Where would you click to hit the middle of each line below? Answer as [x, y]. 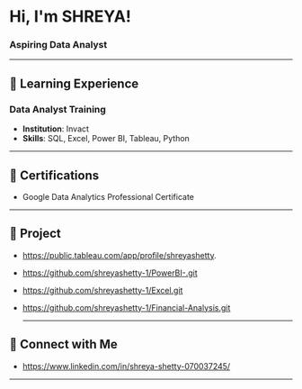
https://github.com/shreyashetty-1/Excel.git [102, 290]
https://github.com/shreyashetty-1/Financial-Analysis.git [126, 307]
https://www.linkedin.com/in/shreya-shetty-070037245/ [126, 366]
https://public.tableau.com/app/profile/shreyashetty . [120, 255]
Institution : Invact [56, 129]
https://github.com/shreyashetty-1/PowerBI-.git [110, 273]
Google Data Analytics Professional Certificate [108, 196]
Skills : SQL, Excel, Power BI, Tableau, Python [106, 139]
